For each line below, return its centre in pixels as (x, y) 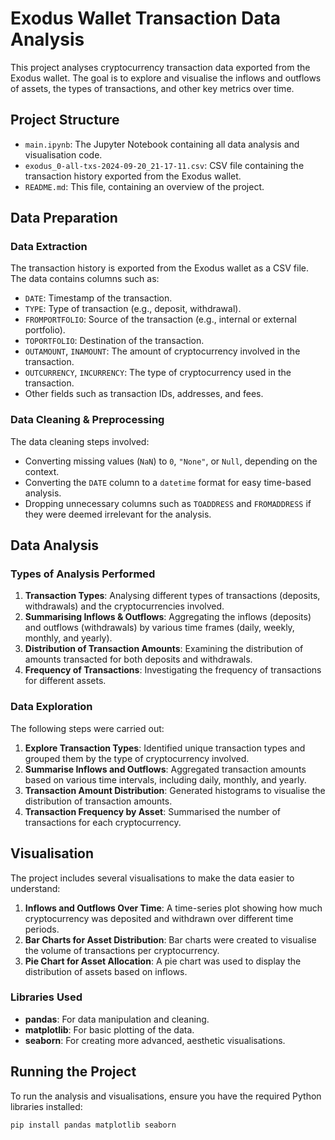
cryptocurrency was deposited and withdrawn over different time (159, 918)
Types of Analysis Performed (83, 574)
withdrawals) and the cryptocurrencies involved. (124, 606)
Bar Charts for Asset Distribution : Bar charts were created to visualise (170, 939)
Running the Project (73, 1072)
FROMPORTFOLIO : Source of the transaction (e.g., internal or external (160, 319)
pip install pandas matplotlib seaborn (93, 1125)
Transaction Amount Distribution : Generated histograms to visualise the (175, 790)
